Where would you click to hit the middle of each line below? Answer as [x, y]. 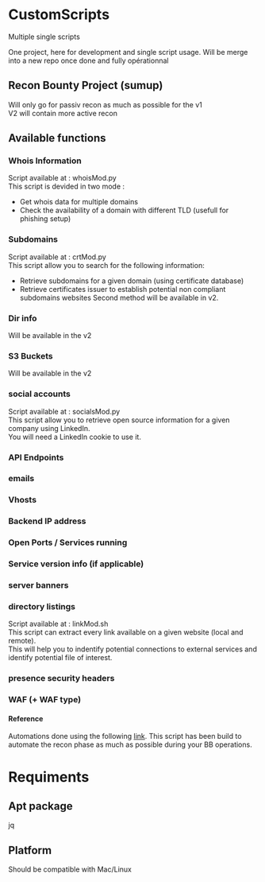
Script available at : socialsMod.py [64, 411]
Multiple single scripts [44, 37]
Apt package [40, 806]
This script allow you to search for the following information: [106, 265]
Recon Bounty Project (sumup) [86, 85]
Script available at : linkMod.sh [58, 624]
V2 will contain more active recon [63, 113]
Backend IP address [47, 521]
